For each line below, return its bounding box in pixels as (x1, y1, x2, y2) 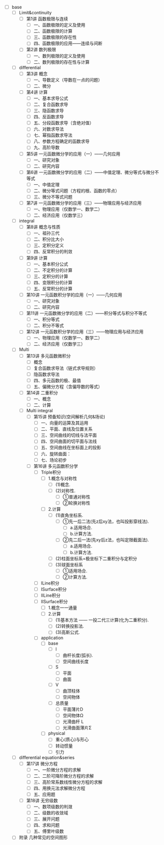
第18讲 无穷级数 (26, 798, 58, 804)
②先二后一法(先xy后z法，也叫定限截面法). (63, 537, 149, 543)
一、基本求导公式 (33, 95, 69, 101)
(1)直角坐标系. (55, 512, 84, 518)
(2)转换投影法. (55, 623, 84, 629)
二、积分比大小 (33, 236, 64, 242)
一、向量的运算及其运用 (41, 420, 89, 426)
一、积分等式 (33, 316, 60, 322)
